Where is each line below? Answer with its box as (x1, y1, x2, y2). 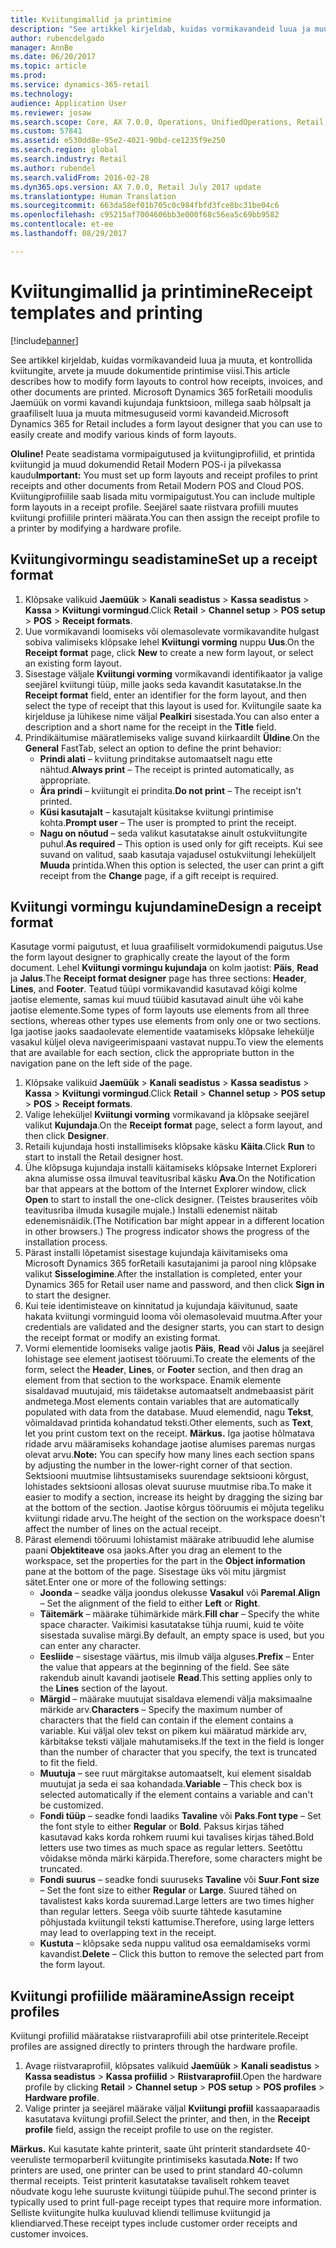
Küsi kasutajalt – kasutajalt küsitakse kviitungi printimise (39, 806, 274, 818)
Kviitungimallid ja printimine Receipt (10, 280, 313, 303)
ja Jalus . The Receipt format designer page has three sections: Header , (10, 972, 307, 985)
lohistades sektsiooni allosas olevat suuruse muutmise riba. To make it (24, 1481, 312, 1493)
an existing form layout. (24, 657, 122, 669)
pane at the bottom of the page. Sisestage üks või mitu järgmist (24, 1566, 287, 1578)
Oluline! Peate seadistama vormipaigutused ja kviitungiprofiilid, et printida (10, 447, 316, 460)
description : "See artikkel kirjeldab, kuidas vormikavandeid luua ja (10, 24, 311, 34)
